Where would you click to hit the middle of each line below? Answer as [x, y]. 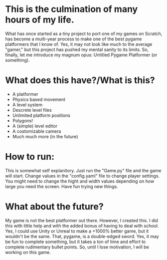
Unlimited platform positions [41, 115]
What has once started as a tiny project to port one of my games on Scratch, [84, 33]
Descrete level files [32, 110]
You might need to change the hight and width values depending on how [80, 181]
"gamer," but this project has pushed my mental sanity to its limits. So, [77, 49]
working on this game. [28, 252]
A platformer [25, 94]
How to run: [30, 157]
